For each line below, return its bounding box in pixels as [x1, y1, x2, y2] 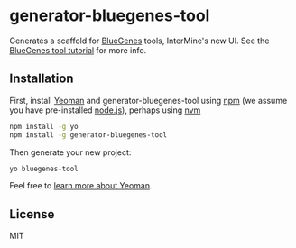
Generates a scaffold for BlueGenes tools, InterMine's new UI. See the [9, 35, 270, 46]
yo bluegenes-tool [9, 164, 79, 173]
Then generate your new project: [9, 146, 132, 158]
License [9, 207, 55, 222]
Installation [9, 71, 74, 87]
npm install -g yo [9, 122, 79, 131]
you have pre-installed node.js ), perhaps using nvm [9, 105, 201, 115]
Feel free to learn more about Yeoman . [9, 180, 153, 191]
